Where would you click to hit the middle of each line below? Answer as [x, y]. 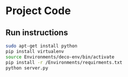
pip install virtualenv [35, 51]
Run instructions [37, 33]
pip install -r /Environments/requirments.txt [64, 62]
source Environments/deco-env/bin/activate [60, 57]
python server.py [27, 68]
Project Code [38, 11]
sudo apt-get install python [41, 46]
